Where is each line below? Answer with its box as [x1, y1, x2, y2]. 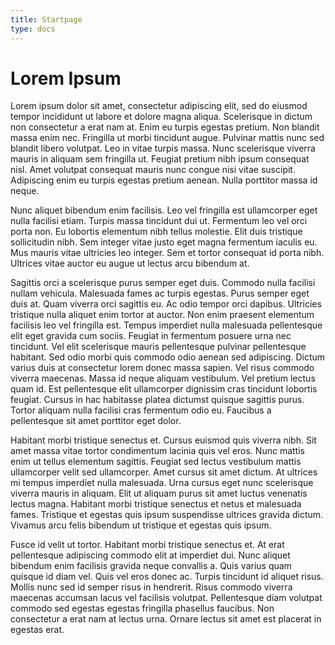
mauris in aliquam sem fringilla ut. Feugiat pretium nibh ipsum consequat [10, 153, 310, 165]
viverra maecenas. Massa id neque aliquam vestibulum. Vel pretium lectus [10, 372, 316, 385]
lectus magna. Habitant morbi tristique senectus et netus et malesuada [10, 498, 302, 510]
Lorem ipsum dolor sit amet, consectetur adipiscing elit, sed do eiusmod [10, 100, 308, 112]
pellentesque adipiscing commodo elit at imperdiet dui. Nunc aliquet [10, 549, 291, 561]
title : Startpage [10, 14, 83, 25]
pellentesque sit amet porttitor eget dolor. [10, 415, 182, 427]
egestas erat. [10, 624, 65, 636]
